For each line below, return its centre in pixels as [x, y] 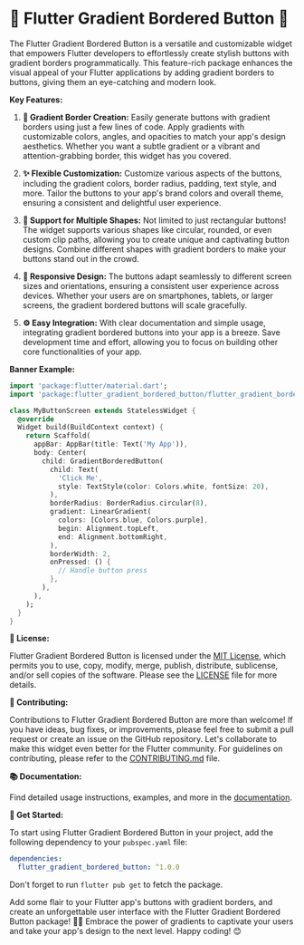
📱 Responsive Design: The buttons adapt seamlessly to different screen [157, 276]
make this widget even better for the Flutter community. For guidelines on [146, 749]
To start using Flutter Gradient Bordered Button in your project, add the [142, 833]
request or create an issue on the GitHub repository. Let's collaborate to [143, 739]
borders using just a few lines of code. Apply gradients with [133, 127]
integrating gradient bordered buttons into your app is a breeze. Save [151, 332]
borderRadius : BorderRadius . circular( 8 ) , [128, 503]
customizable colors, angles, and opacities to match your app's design [154, 136]
